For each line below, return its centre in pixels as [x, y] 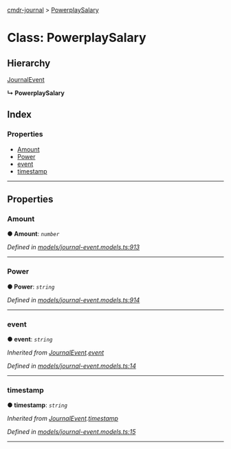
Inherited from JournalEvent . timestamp [63, 419]
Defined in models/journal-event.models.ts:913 [73, 247]
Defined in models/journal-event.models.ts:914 [74, 300]
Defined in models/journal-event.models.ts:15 [71, 432]
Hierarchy [29, 63]
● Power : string [31, 286]
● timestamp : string [37, 405]
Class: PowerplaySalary [77, 38]
